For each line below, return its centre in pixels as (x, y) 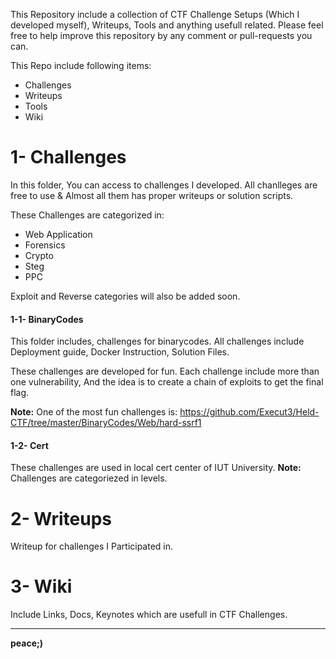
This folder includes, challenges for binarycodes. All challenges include (157, 341)
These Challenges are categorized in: (87, 215)
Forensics (45, 245)
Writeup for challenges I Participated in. (92, 546)
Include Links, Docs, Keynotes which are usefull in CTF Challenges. (149, 615)
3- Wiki (41, 586)
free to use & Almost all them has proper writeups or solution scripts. (152, 195)
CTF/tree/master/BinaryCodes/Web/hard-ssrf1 (106, 423)
